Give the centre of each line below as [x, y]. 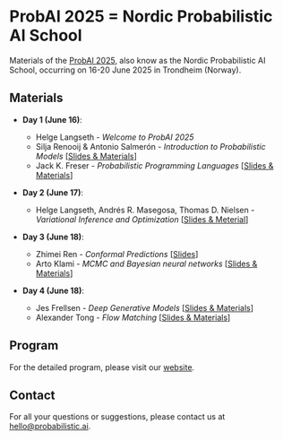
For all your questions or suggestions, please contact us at [117, 417]
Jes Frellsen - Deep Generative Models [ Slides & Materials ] [144, 307]
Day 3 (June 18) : [53, 237]
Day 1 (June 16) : [52, 119]
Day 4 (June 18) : [53, 290]
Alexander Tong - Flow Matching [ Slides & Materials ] [133, 317]
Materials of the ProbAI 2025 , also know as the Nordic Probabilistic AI [137, 60]
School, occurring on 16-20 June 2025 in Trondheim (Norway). [125, 70]
